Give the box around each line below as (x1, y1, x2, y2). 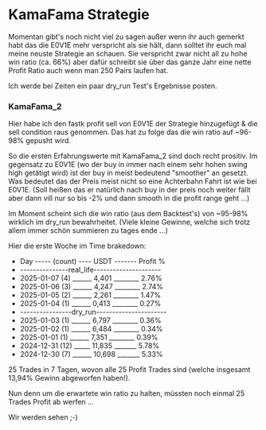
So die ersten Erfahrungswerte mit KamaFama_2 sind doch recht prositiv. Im (8, 151, 258, 161)
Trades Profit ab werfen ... (8, 397, 94, 407)
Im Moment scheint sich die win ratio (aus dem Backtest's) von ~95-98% (8, 209, 248, 219)
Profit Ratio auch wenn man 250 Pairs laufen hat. (8, 65, 169, 75)
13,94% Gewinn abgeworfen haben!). (8, 374, 131, 383)
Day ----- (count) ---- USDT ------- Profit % (19, 257, 166, 266)
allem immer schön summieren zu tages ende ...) (8, 226, 169, 235)
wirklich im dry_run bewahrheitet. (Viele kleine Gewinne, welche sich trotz (8, 217, 251, 227)
